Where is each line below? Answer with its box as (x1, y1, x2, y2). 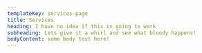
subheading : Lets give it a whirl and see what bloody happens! (7, 29, 196, 36)
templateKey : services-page (7, 10, 89, 17)
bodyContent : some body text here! (7, 36, 110, 43)
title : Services (7, 17, 54, 23)
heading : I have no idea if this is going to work (7, 23, 156, 30)
